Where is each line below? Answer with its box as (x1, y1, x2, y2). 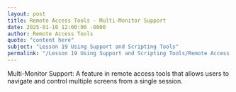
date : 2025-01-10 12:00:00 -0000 (7, 23, 106, 30)
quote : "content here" (7, 37, 74, 44)
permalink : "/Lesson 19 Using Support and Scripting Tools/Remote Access (7, 50, 230, 57)
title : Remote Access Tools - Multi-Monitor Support (7, 17, 167, 24)
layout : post (7, 10, 46, 18)
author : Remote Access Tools (7, 30, 94, 38)
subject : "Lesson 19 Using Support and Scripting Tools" (7, 43, 179, 50)
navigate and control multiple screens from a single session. (7, 76, 183, 85)
